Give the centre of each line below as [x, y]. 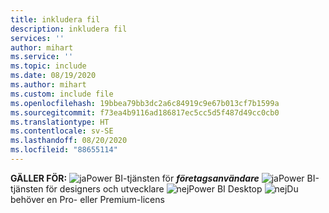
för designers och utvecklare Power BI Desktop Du [172, 188]
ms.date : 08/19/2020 [53, 76]
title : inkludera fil [55, 19]
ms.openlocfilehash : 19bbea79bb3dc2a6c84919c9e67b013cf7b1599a [145, 103]
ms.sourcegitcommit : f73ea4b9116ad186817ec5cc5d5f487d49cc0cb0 [145, 112]
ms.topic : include [48, 66]
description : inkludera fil [69, 29]
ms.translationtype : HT [60, 122]
